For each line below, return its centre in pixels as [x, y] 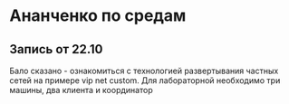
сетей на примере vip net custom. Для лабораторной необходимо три [145, 80]
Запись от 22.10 [56, 49]
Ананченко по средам [98, 16]
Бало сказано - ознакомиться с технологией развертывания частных [144, 71]
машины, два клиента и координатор [81, 90]
